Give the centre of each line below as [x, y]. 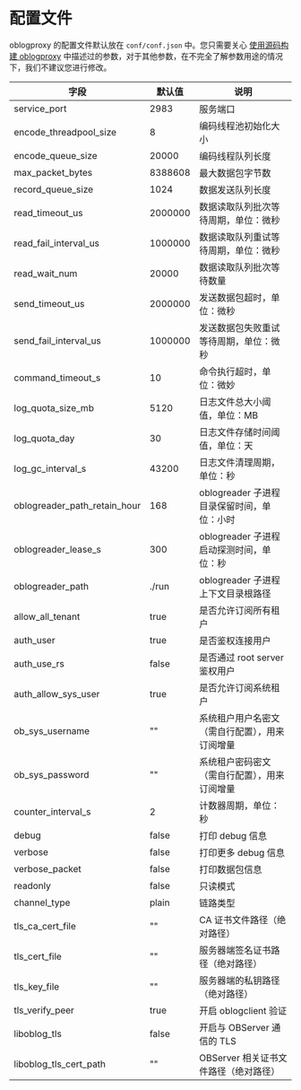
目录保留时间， [231, 506]
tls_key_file [37, 986]
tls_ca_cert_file [45, 926]
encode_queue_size [56, 155]
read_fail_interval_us [57, 243]
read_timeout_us [48, 213]
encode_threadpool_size [65, 132]
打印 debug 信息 [233, 835]
